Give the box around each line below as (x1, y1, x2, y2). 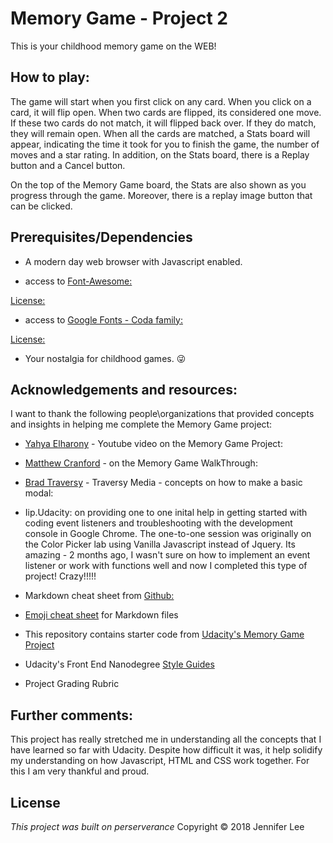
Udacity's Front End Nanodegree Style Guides (24, 658, 215, 671)
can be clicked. (10, 200, 73, 212)
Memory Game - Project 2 (10, 7, 228, 30)
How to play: (10, 69, 90, 86)
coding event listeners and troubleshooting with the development (24, 517, 293, 529)
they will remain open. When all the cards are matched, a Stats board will (10, 127, 311, 139)
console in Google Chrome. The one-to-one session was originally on (24, 528, 312, 540)
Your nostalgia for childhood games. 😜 (24, 352, 187, 364)
